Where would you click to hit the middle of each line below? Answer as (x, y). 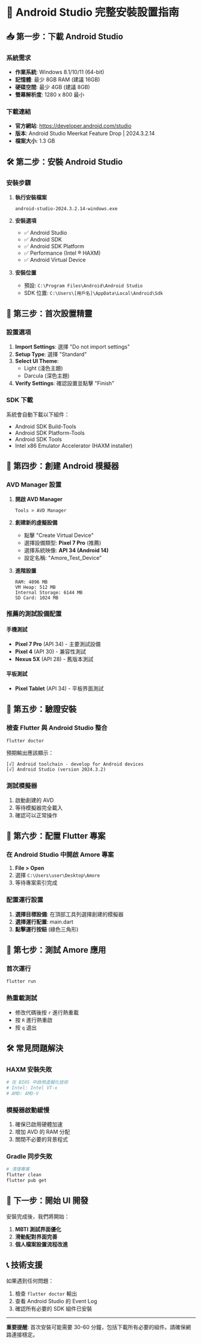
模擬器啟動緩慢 (28, 1110)
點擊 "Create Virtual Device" (59, 535)
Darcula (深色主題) (47, 375)
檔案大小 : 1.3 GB (35, 141)
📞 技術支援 (25, 1265)
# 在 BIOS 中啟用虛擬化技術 (37, 1082)
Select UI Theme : (37, 361)
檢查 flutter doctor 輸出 (46, 1293)
